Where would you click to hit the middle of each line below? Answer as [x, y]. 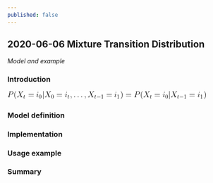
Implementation [35, 134]
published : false [33, 15]
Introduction [29, 80]
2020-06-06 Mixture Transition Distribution [106, 45]
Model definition [36, 115]
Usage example [35, 153]
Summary [25, 172]
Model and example [36, 61]
